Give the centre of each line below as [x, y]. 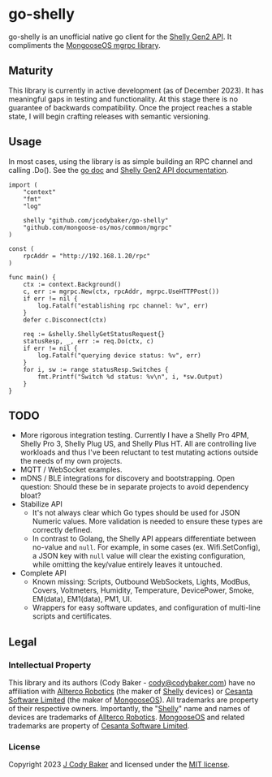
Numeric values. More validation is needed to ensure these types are [147, 521]
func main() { [32, 277]
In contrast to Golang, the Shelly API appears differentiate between [144, 539]
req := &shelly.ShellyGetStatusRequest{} [94, 334]
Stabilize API [41, 504]
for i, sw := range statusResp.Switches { [96, 369]
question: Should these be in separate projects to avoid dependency [134, 487]
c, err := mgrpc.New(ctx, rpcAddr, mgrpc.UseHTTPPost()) [121, 291]
